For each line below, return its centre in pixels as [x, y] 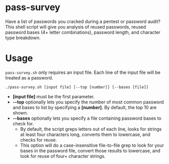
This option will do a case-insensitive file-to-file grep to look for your [92, 145]
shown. [20, 113]
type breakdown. [23, 38]
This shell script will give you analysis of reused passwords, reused [76, 26]
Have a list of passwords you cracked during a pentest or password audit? [83, 21]
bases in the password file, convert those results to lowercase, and [90, 151]
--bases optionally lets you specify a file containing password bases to [87, 118]
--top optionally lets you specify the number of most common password [88, 102]
